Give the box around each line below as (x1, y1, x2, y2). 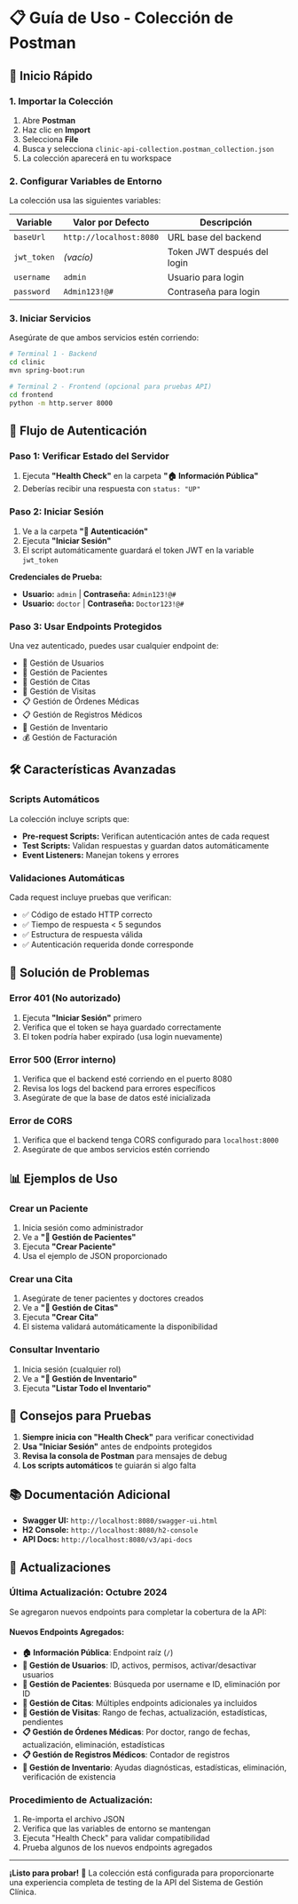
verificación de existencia (21, 1772, 116, 1782)
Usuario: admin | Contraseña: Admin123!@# (21, 588, 176, 599)
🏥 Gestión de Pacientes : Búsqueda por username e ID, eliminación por (21, 1679, 281, 1690)
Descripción (199, 216, 253, 228)
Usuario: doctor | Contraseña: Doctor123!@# (21, 598, 184, 609)
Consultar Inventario (9, 1343, 100, 1356)
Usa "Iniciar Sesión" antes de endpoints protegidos (21, 1441, 213, 1452)
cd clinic (9, 358, 46, 367)
